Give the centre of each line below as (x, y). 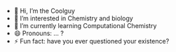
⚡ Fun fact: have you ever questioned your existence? (92, 41)
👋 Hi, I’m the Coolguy (45, 11)
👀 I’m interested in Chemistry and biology (73, 18)
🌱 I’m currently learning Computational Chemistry (85, 26)
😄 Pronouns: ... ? (39, 33)
